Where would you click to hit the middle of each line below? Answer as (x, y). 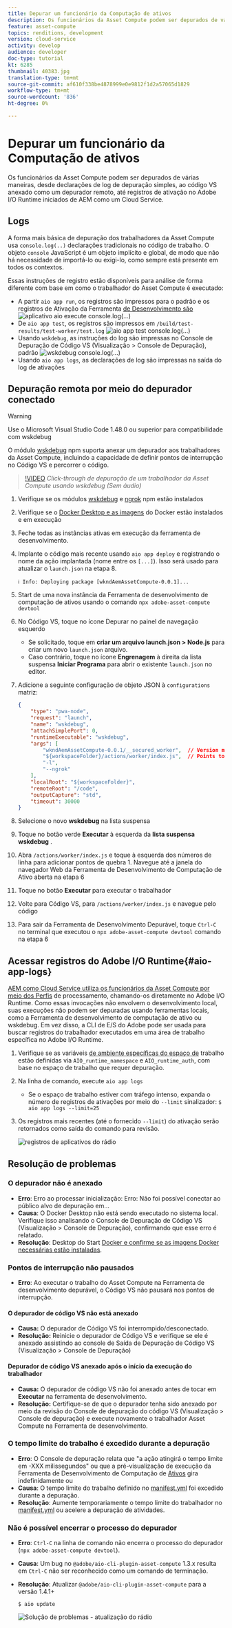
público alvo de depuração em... (63, 1205)
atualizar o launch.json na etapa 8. (67, 569)
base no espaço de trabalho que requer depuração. (91, 1068)
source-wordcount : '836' (43, 97)
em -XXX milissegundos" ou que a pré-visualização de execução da (115, 1466)
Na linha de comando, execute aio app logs (80, 1081)
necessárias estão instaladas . (60, 1250)
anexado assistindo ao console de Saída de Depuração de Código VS (116, 1343)
